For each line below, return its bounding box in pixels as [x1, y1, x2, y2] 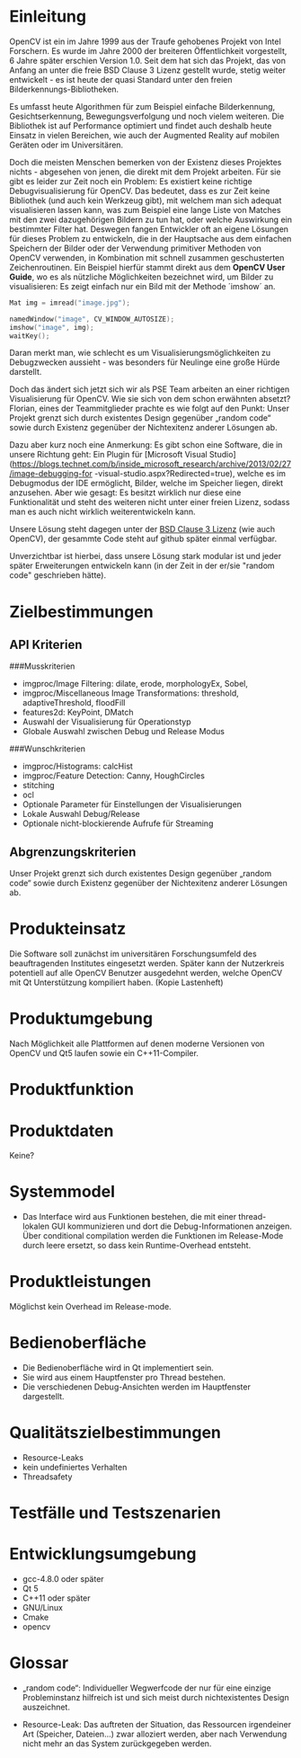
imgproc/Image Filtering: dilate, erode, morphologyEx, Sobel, [22, 679, 249, 689]
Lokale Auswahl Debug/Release [22, 809, 141, 820]
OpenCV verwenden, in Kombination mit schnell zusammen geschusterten [9, 252, 285, 262]
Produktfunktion [9, 1079, 135, 1100]
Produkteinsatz [9, 919, 127, 939]
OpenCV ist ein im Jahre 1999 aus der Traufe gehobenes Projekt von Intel [9, 36, 281, 47]
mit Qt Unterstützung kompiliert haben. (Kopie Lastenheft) [9, 977, 224, 988]
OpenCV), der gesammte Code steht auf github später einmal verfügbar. [9, 533, 277, 545]
